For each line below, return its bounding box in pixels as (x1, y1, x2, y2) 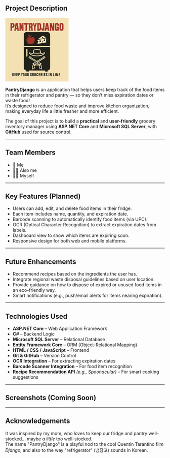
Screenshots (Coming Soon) (5, 393, 97, 402)
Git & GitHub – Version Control (12, 353, 76, 359)
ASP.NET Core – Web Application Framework (12, 325, 107, 332)
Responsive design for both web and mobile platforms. (12, 238, 127, 244)
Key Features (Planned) (5, 192, 81, 201)
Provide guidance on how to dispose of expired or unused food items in (12, 282, 162, 288)
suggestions (12, 374, 39, 380)
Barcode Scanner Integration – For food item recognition (12, 363, 132, 370)
